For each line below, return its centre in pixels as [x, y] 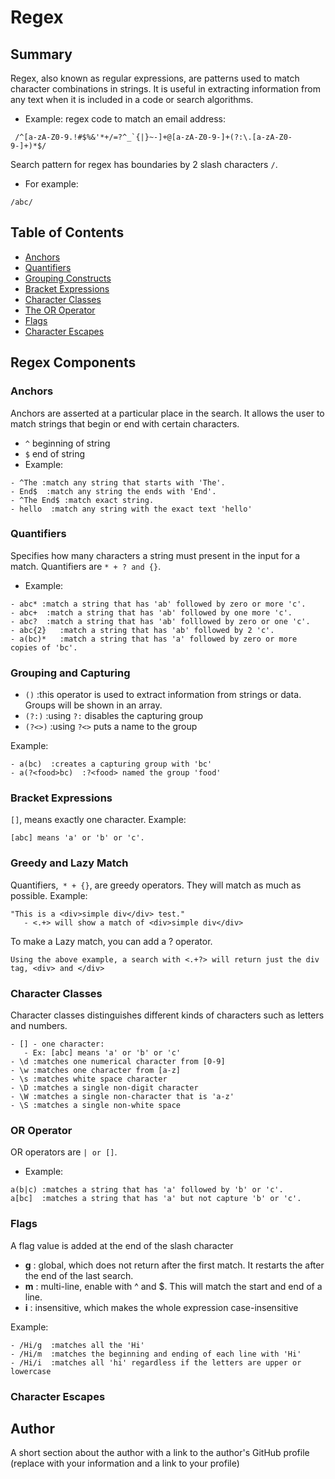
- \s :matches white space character [89, 1079]
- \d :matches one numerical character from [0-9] [118, 1061]
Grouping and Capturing [70, 673]
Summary [41, 54]
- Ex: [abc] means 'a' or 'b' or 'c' [102, 1052]
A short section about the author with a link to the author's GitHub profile [160, 1453]
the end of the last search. [79, 1275]
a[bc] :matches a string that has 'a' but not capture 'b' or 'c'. [156, 1199]
